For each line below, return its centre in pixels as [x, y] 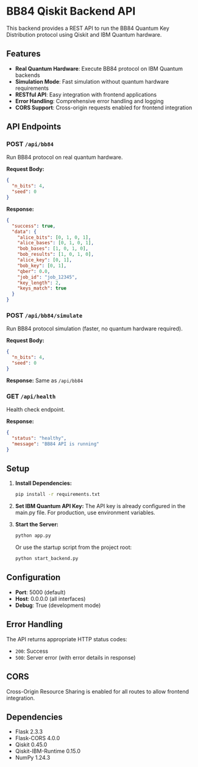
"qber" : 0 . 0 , [34, 271]
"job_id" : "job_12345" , [48, 277]
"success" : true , [34, 226]
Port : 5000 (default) [40, 592]
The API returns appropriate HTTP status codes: [67, 639]
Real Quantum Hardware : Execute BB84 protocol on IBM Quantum [99, 68]
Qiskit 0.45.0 [31, 745]
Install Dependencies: [43, 483]
